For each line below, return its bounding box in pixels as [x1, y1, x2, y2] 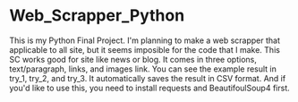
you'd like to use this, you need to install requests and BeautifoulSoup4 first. [9, 82, 291, 93]
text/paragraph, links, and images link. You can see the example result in [9, 64, 277, 74]
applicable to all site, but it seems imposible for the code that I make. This [9, 44, 280, 55]
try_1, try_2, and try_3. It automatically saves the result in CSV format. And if [9, 72, 286, 83]
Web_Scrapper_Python [9, 5, 185, 26]
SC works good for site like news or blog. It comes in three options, [9, 54, 257, 64]
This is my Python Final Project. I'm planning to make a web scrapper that [9, 35, 280, 46]
